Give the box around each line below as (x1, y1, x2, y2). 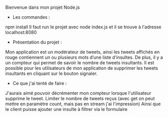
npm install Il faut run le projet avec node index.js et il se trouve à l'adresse (5, 24, 161, 30)
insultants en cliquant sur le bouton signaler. (5, 70, 98, 76)
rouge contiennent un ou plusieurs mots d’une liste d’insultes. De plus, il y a (5, 54, 163, 60)
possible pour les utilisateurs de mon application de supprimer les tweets (5, 65, 158, 71)
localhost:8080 (5, 29, 37, 35)
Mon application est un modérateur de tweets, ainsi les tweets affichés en (5, 49, 160, 55)
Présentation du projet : (12, 39, 62, 45)
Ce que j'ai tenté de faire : (12, 81, 67, 86)
